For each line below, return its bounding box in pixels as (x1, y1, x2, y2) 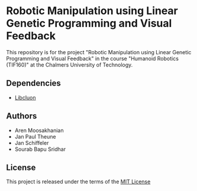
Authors (6, 111, 37, 121)
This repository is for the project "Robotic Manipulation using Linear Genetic (6, 48, 192, 55)
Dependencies (6, 78, 61, 88)
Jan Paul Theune (14, 133, 56, 140)
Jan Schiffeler (14, 139, 49, 146)
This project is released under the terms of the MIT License (6, 178, 151, 185)
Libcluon (14, 94, 37, 101)
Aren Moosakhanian (14, 127, 64, 134)
